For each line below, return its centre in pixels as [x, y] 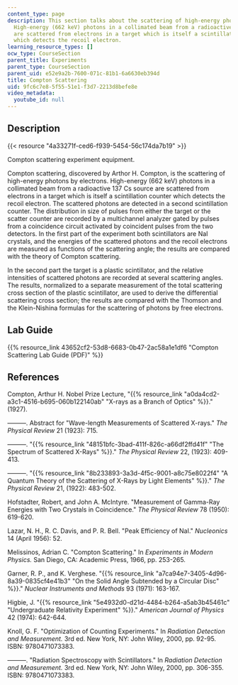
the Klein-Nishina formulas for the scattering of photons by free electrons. [115, 308]
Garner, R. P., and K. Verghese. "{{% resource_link [81, 573]
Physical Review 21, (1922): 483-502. [62, 488]
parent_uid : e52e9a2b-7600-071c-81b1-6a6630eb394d [84, 73]
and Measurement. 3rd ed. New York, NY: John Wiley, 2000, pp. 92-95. [112, 639]
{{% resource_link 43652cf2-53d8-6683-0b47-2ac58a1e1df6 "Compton [113, 347]
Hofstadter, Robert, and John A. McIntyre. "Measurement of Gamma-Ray [114, 502]
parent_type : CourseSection [49, 67]
